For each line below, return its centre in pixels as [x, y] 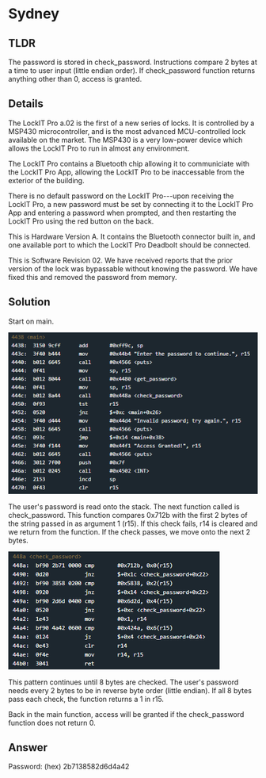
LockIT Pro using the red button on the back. [81, 221]
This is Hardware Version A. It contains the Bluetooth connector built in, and [132, 236]
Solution [29, 302]
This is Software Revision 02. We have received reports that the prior [121, 260]
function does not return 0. [52, 722]
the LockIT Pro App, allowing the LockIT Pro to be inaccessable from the [126, 172]
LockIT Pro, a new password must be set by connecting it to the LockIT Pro [131, 204]
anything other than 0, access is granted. [75, 79]
